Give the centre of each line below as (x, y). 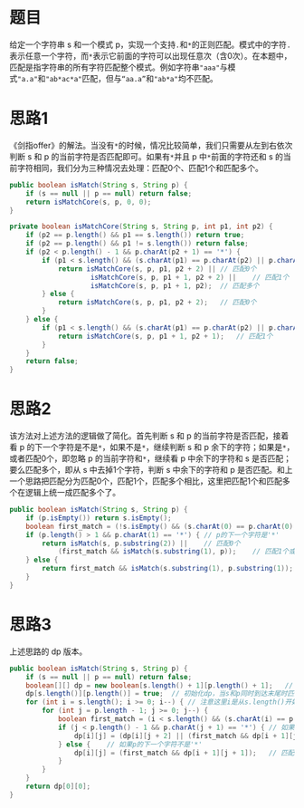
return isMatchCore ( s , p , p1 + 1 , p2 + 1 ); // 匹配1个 (165, 336)
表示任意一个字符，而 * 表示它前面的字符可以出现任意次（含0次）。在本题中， (151, 55)
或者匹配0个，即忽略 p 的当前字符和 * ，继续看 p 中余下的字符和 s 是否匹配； (151, 458)
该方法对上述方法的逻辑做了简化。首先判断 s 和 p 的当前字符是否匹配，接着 (149, 436)
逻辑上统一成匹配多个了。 (72, 493)
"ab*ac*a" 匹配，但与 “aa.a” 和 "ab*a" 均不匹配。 (132, 78)
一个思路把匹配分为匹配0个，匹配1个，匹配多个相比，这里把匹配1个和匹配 (146, 481)
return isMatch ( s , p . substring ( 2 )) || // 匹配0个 (142, 543)
